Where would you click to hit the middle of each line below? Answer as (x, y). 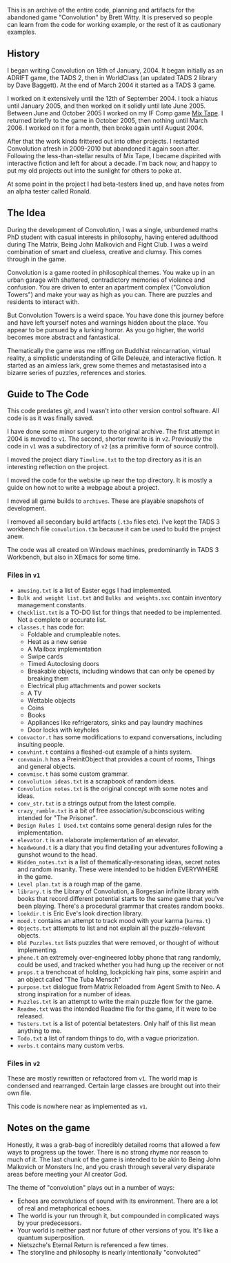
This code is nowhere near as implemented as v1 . (78, 1107)
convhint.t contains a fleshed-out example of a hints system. (104, 752)
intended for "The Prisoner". (57, 817)
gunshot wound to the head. (57, 854)
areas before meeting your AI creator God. (67, 1174)
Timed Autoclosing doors (63, 663)
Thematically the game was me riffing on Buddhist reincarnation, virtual (109, 350)
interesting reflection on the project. (58, 467)
